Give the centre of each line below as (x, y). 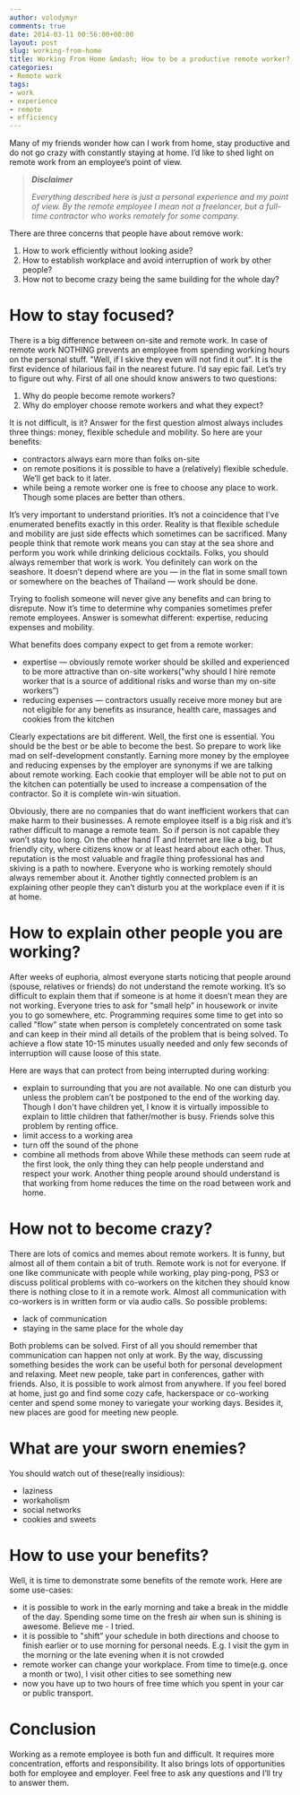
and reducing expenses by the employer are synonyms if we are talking (141, 765)
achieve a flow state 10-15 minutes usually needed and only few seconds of (149, 1044)
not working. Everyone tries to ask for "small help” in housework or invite (144, 1006)
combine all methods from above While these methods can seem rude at (156, 1154)
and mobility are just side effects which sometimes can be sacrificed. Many (149, 533)
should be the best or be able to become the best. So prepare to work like (146, 746)
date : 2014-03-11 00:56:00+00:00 (72, 34)
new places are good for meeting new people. (94, 1412)
